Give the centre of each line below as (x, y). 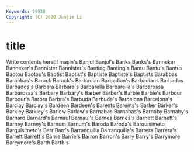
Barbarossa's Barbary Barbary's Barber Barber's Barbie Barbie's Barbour (94, 93)
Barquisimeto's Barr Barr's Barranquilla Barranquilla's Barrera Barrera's (91, 130)
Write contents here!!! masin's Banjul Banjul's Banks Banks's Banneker (91, 62)
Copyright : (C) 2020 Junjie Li (44, 17)
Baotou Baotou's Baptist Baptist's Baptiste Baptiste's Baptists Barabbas (92, 74)
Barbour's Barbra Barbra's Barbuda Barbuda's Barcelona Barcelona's (89, 99)
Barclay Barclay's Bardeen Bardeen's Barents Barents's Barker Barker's (92, 105)
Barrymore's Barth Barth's (37, 143)
